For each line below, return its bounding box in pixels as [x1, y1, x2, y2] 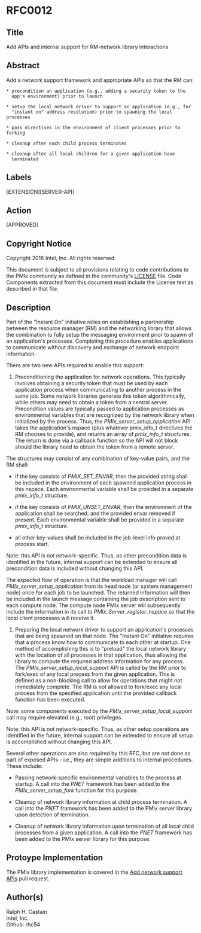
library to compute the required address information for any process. [14, 658, 184, 665]
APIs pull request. [6, 874, 50, 882]
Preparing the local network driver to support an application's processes [14, 626, 194, 633]
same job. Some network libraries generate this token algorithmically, [14, 392, 185, 400]
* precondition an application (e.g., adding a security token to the [6, 88, 186, 94]
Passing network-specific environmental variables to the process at [14, 774, 181, 781]
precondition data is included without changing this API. [6, 565, 144, 572]
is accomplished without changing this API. [6, 738, 112, 745]
